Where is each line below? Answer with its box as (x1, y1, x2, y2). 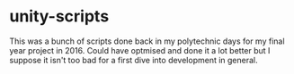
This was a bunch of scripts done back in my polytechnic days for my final (9, 36, 285, 46)
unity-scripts (9, 6, 110, 27)
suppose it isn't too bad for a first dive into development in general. (9, 54, 258, 65)
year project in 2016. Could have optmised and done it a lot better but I (9, 45, 271, 55)
